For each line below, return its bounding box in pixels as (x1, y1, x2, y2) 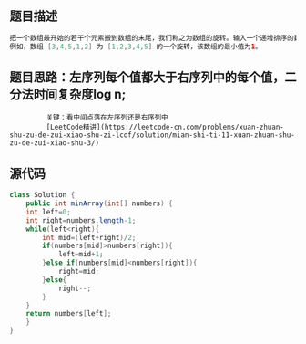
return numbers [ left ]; (25, 309, 112, 318)
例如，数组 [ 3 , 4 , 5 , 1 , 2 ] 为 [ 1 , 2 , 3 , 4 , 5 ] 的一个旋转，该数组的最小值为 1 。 (9, 42, 262, 51)
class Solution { (9, 191, 76, 200)
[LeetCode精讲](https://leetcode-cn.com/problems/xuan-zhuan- (46, 122, 284, 132)
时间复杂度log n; (33, 86, 127, 102)
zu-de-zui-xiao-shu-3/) (9, 139, 100, 148)
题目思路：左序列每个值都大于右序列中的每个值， (9, 69, 285, 85)
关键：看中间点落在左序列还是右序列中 (46, 113, 168, 122)
